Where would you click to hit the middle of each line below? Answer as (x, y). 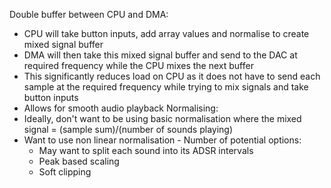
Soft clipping (65, 172)
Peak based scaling (79, 161)
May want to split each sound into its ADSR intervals (146, 150)
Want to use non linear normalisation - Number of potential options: (162, 140)
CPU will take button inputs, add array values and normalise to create (166, 33)
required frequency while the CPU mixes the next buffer (138, 65)
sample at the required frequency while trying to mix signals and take (166, 87)
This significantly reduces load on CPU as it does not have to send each (172, 76)
